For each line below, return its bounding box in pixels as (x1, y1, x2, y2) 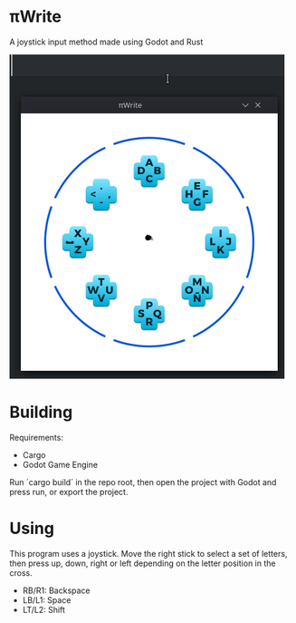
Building (9, 402, 73, 423)
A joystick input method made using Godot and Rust (9, 36, 204, 47)
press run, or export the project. (9, 486, 129, 497)
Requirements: (9, 432, 63, 443)
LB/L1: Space (22, 594, 72, 605)
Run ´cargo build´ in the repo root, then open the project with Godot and (9, 476, 277, 487)
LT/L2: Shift (22, 604, 66, 615)
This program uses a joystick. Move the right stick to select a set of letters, (9, 548, 288, 559)
